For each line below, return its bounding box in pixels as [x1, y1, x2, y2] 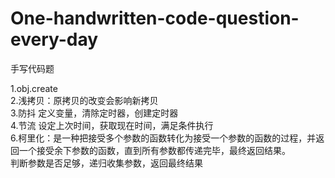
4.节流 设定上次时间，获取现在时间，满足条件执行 [10, 119, 214, 131]
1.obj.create [10, 82, 58, 94]
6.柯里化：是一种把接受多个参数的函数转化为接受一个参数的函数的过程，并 [10, 132, 317, 144]
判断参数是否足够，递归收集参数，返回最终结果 [10, 157, 203, 169]
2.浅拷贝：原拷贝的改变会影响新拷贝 [10, 94, 159, 106]
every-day [10, 28, 99, 51]
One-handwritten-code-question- [10, 7, 300, 30]
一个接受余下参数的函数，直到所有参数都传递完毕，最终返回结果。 [18, 144, 291, 156]
